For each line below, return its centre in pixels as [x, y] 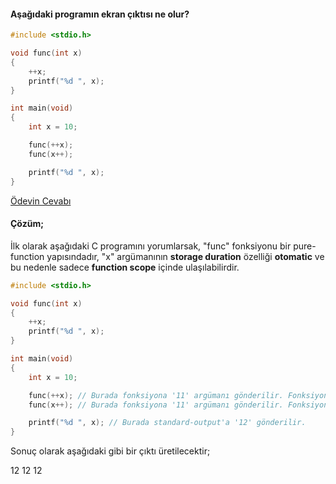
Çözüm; [27, 224]
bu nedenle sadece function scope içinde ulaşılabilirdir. [125, 267]
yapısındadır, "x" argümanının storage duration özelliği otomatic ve [185, 256]
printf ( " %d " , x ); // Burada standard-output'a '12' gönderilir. [167, 423]
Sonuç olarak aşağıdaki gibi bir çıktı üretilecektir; [110, 451]
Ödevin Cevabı [41, 201]
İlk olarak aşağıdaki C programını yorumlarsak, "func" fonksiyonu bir [151, 246]
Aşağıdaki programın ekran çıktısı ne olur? [100, 14]
